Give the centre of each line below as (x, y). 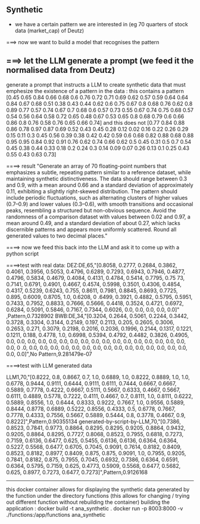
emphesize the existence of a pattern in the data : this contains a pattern (95, 91)
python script (23, 254)
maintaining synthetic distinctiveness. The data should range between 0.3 (97, 178)
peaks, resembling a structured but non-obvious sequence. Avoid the (91, 210)
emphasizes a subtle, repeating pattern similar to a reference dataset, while (99, 172)
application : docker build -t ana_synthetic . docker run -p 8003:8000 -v (95, 508)
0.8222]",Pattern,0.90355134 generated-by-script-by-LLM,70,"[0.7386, (94, 421)
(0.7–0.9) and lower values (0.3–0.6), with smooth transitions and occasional (100, 204)
